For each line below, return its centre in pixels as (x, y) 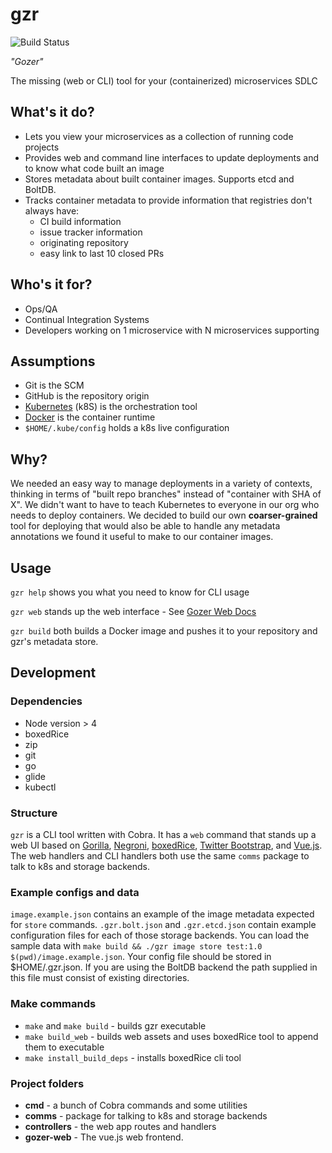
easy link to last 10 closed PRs (102, 253)
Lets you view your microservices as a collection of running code (159, 136)
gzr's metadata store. (54, 641)
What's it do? (52, 112)
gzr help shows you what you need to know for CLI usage (130, 592)
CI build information (80, 221)
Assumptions (53, 361)
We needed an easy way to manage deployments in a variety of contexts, (161, 484)
